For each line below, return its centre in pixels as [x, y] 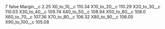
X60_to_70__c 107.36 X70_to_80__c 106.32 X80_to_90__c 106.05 [69, 17]
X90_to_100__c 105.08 [27, 22]
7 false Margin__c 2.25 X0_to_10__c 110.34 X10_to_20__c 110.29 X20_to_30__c [83, 7]
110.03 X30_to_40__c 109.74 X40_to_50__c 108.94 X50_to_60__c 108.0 [76, 12]
